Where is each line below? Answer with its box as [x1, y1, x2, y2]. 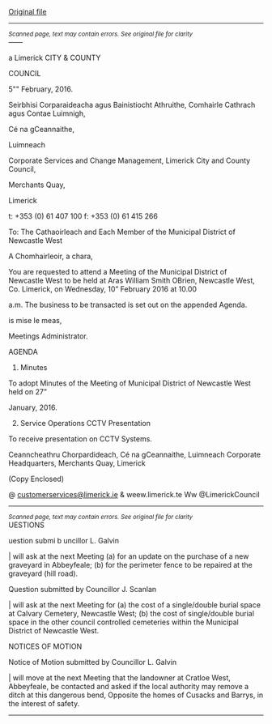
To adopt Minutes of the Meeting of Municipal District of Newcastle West [8, 378, 251, 388]
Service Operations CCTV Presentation [19, 419, 151, 428]
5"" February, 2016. [8, 84, 74, 94]
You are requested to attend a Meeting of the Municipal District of [8, 267, 227, 276]
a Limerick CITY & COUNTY [8, 53, 101, 62]
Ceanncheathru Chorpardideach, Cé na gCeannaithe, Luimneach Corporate [8, 449, 261, 459]
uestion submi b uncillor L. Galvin [8, 536, 120, 545]
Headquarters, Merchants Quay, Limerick [8, 458, 146, 468]
